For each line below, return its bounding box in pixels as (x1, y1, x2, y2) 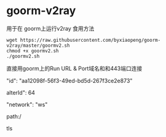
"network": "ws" (6, 101, 48, 108)
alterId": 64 (6, 88, 36, 96)
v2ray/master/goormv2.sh (6, 42, 70, 49)
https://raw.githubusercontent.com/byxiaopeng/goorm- (20, 37, 161, 43)
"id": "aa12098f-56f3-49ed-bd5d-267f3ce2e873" (6, 77, 133, 84)
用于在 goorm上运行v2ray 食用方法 (6, 25, 95, 32)
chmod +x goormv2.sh (6, 47, 60, 54)
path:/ (6, 112, 22, 120)
